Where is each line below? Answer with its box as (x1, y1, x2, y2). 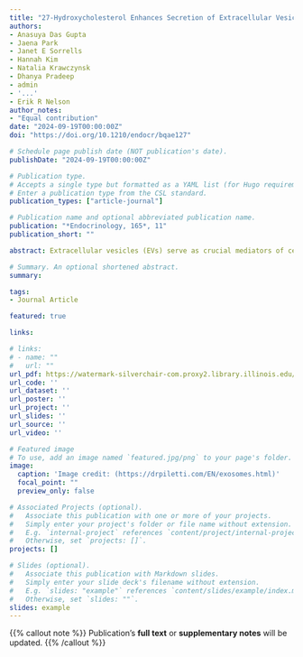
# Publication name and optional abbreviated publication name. (9, 213, 256, 222)
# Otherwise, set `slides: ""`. (9, 595, 140, 604)
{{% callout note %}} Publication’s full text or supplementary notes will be (9, 628, 288, 639)
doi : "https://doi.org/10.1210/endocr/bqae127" (9, 131, 192, 140)
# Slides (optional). (9, 561, 91, 570)
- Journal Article (9, 295, 78, 305)
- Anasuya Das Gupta (9, 30, 87, 39)
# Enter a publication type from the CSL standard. (9, 189, 207, 198)
